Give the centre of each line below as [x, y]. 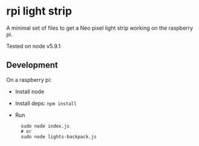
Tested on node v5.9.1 [34, 46]
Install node [29, 91]
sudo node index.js [45, 126]
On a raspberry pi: [29, 79]
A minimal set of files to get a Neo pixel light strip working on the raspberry [100, 28]
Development [32, 65]
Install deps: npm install [46, 103]
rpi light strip [39, 11]
